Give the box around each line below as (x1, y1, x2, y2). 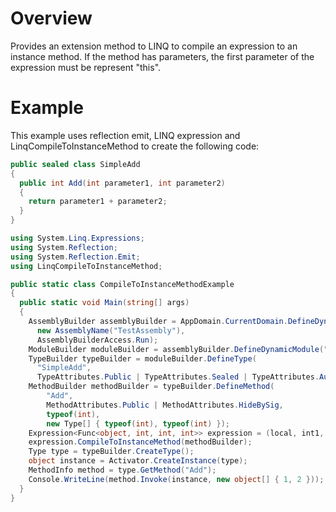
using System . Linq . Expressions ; (10, 233, 145, 243)
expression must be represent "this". (10, 61, 162, 73)
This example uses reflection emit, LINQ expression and (10, 129, 241, 141)
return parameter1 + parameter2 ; (28, 197, 168, 207)
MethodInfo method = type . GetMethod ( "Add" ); (28, 465, 217, 475)
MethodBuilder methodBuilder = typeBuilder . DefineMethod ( (28, 382, 275, 392)
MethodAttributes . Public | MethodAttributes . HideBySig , (46, 400, 284, 410)
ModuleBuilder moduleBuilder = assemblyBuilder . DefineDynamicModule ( (28, 344, 325, 354)
